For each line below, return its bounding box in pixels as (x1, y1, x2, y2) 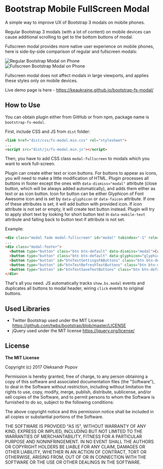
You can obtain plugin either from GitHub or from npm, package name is (5, 114, 149, 120)
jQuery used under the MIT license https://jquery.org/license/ (12, 328, 135, 334)
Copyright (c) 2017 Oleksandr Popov (5, 364, 78, 370)
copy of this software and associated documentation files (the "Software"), (5, 378, 155, 384)
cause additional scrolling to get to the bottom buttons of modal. (5, 34, 133, 40)
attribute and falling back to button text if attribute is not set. (5, 217, 125, 223)
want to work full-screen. (5, 161, 56, 167)
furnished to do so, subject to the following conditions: (5, 399, 114, 405)
